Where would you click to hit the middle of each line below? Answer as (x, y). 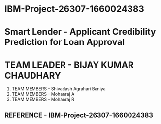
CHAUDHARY (33, 75)
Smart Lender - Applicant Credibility (80, 32)
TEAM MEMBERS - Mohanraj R (43, 99)
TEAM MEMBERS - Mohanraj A (43, 94)
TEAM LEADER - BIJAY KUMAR (69, 65)
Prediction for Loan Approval (65, 42)
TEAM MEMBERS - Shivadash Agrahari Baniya (59, 89)
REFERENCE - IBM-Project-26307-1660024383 (79, 115)
